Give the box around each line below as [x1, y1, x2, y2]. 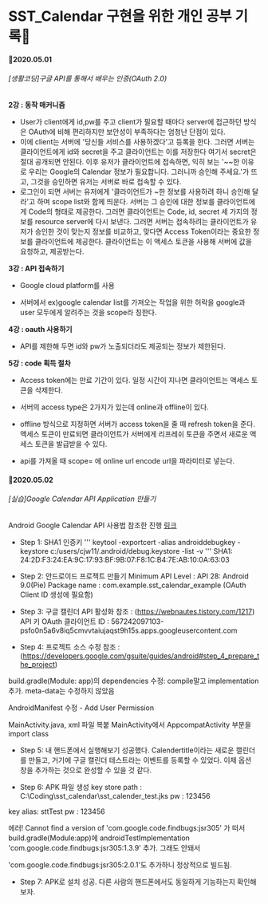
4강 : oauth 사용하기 [8, 324, 73, 334]
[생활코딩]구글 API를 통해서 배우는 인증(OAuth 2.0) [8, 73, 167, 84]
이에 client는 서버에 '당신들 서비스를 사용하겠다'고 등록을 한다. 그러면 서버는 [19, 136, 255, 146]
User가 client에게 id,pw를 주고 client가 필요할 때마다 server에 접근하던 [19, 116, 242, 126]
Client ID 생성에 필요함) [19, 590, 93, 599]
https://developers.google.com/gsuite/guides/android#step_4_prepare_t [22, 651, 260, 661]
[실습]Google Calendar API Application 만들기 [8, 494, 156, 503]
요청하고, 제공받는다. [19, 247, 85, 256]
